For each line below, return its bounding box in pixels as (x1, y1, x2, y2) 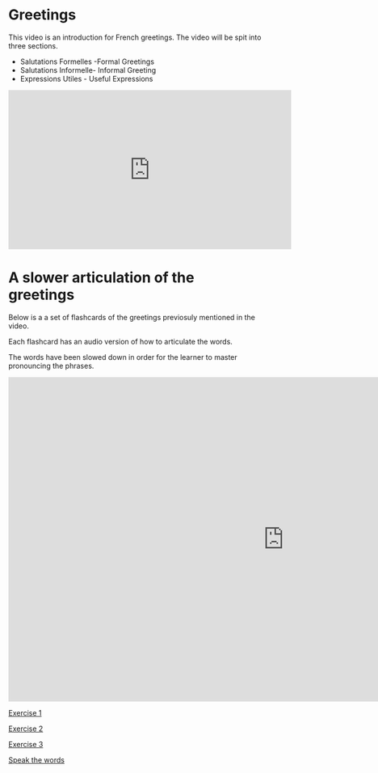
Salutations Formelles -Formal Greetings (19, 57, 155, 66)
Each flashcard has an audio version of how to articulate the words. (8, 336, 233, 346)
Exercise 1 (8, 708, 42, 717)
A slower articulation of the (8, 268, 195, 287)
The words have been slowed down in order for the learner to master (8, 352, 238, 361)
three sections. (8, 40, 58, 50)
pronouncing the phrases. (8, 361, 94, 370)
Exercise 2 (8, 724, 44, 733)
